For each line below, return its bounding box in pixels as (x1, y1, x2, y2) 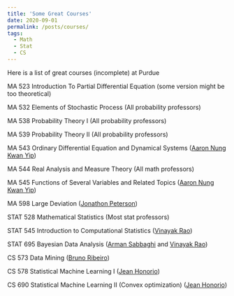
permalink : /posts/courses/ (7, 23, 89, 30)
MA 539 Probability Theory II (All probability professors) (7, 130, 169, 139)
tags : (7, 29, 23, 37)
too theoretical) (7, 89, 52, 98)
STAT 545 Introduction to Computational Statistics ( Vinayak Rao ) (7, 226, 193, 234)
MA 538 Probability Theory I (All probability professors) (7, 116, 167, 125)
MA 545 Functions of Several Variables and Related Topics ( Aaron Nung (7, 178, 214, 186)
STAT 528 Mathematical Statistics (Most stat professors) (7, 213, 170, 221)
